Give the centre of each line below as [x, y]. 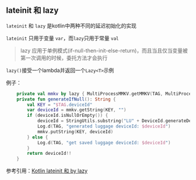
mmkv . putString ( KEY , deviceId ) [75, 131]
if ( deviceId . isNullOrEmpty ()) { [68, 116]
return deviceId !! [49, 154]
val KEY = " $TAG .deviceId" [60, 105]
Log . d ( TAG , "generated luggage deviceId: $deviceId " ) [104, 127]
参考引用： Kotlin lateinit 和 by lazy [47, 171]
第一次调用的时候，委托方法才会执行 [64, 58]
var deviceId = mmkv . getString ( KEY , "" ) [77, 110]
